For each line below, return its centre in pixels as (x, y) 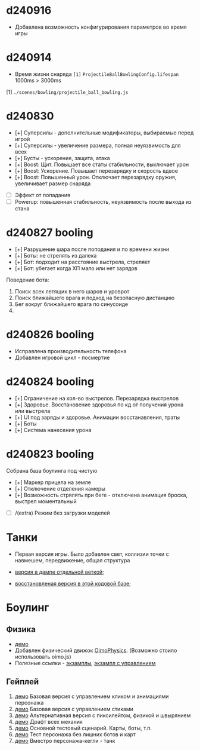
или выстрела (32, 411)
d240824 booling (50, 382)
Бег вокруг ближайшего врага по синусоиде (71, 304)
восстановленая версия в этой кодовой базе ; (73, 583)
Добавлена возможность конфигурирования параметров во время (101, 27)
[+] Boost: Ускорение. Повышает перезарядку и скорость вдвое (96, 170)
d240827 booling (50, 233)
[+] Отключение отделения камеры (60, 488)
